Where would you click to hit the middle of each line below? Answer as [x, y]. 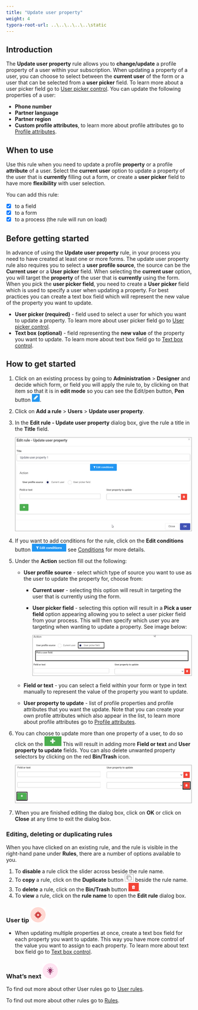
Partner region [33, 119]
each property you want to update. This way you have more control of [100, 939]
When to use [30, 150]
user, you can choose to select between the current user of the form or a [95, 76]
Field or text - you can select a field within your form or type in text [105, 685]
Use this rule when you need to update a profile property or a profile [89, 164]
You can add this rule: [32, 195]
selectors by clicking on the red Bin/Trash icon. [72, 756]
